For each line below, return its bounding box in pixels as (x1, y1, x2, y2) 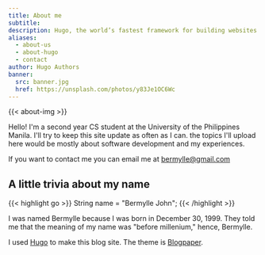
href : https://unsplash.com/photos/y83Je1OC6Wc (15, 85, 176, 93)
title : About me (8, 11, 62, 20)
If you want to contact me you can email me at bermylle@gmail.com (8, 154, 231, 164)
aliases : (8, 33, 37, 42)
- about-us (15, 41, 52, 49)
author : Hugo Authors (8, 63, 80, 71)
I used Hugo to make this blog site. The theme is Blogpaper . (8, 238, 204, 247)
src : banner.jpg (15, 78, 69, 86)
